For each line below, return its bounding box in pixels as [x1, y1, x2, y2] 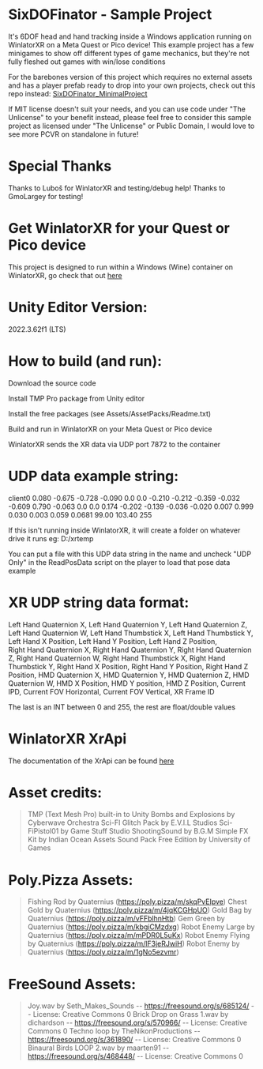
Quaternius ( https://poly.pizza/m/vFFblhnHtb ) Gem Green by [27, 914, 225, 924]
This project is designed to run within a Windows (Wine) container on [8, 262, 234, 272]
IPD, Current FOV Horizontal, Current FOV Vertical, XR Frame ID [8, 687, 215, 696]
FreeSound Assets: [8, 975, 137, 993]
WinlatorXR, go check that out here [8, 270, 122, 280]
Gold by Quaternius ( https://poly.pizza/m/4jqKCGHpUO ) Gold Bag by [27, 905, 253, 915]
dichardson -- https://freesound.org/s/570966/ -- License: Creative [27, 1018, 247, 1028]
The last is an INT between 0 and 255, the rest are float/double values [8, 702, 235, 712]
